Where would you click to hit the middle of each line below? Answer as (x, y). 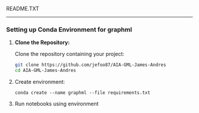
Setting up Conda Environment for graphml (69, 29)
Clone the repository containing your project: (69, 54)
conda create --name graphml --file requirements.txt (82, 93)
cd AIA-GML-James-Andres (45, 71)
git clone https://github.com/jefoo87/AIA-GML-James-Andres (90, 65)
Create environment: (40, 82)
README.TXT (23, 9)
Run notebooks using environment (57, 104)
